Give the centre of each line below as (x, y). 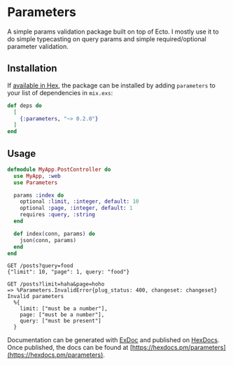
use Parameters (36, 183)
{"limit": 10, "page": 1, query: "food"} (69, 272)
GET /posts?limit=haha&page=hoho (56, 284)
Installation (32, 68)
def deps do (24, 106)
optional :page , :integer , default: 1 (76, 208)
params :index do (39, 195)
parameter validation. (38, 46)
